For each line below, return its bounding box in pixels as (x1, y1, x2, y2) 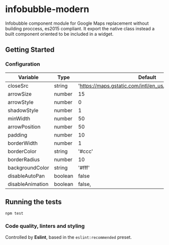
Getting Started (5, 45, 55, 54)
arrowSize (8, 90, 32, 97)
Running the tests (5, 198, 62, 206)
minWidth (8, 115, 30, 122)
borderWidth (8, 140, 38, 147)
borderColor (8, 148, 37, 155)
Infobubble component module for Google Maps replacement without (5, 20, 149, 26)
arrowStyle (8, 98, 34, 105)
